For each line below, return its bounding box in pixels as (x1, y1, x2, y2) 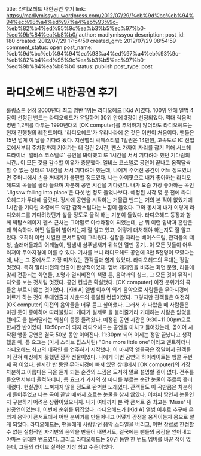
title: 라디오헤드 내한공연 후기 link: (6, 5, 86, 12)
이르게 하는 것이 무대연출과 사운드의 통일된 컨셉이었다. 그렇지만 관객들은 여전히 (6, 293, 190, 300)
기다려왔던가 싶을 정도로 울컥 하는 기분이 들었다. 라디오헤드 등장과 (32, 211, 185, 218)
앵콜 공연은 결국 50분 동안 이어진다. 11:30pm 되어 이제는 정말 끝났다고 (17, 331, 181, 338)
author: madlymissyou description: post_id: (78, 31, 185, 38)
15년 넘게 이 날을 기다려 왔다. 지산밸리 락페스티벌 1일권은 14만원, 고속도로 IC (6, 136, 184, 144)
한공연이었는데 (6, 406, 41, 413)
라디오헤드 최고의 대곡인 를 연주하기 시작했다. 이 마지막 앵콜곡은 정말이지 (6, 346, 175, 353)
